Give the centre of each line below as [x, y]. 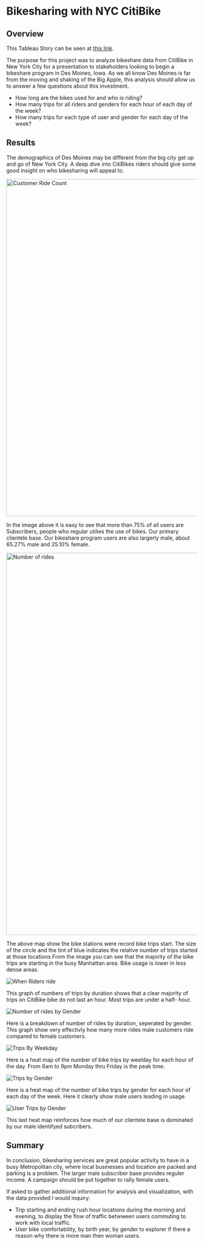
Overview [25, 34]
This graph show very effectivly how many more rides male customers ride [100, 1029]
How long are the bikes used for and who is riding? [79, 98]
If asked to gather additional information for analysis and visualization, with [100, 1191]
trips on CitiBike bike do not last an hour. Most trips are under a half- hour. [99, 1000]
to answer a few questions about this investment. [68, 86]
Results [21, 143]
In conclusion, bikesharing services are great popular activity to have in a [98, 1160]
